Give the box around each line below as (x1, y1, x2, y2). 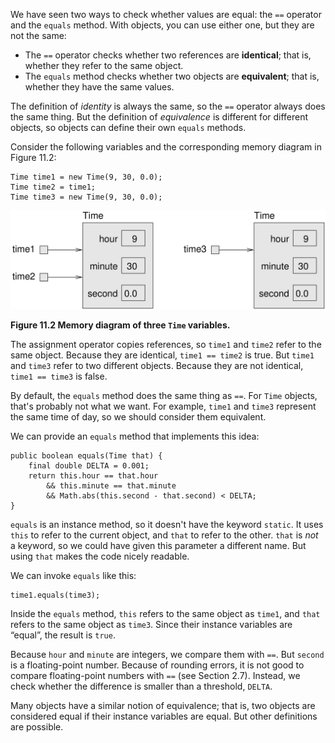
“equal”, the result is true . (10, 629, 116, 641)
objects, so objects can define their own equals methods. (10, 122, 247, 133)
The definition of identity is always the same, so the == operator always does (10, 100, 326, 112)
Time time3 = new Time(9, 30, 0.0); (10, 192, 163, 202)
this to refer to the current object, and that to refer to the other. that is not (10, 529, 319, 541)
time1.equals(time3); (10, 590, 101, 600)
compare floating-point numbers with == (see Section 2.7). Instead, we (10, 669, 301, 681)
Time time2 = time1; (10, 182, 97, 192)
